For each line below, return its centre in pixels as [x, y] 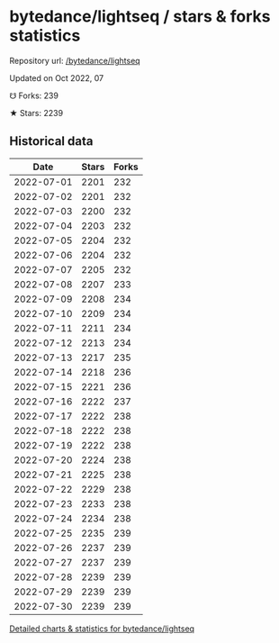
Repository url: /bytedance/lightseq [75, 60]
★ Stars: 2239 [36, 113]
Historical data [51, 141]
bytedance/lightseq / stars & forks [140, 17]
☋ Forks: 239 [34, 95]
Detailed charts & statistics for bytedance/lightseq [102, 629]
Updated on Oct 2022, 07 [57, 77]
